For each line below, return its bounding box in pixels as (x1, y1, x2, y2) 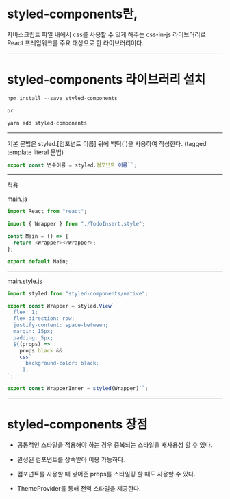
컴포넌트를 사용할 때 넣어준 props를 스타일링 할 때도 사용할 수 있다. (16, 470, 196, 478)
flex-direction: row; (13, 315, 75, 322)
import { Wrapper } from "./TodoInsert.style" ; (7, 221, 146, 228)
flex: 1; (13, 309, 38, 316)
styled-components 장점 (7, 417, 148, 433)
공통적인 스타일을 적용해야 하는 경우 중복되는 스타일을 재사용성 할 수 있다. (16, 440, 213, 449)
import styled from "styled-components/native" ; (7, 290, 149, 297)
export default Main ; (7, 258, 69, 265)
